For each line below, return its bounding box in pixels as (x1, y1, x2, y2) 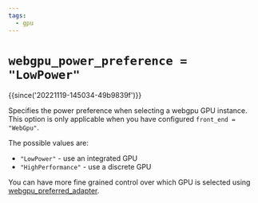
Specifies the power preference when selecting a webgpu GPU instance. (8, 106, 248, 115)
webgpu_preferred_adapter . (8, 186, 100, 196)
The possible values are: (8, 139, 89, 148)
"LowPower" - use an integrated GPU (19, 154, 138, 163)
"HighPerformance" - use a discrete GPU (19, 162, 152, 172)
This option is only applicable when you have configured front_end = (8, 115, 236, 124)
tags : (8, 11, 26, 20)
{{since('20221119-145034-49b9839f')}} (8, 91, 142, 100)
